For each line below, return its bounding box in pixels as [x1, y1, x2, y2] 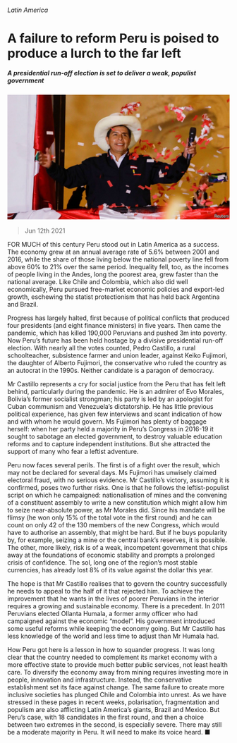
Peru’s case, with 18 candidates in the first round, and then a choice [7, 713, 205, 722]
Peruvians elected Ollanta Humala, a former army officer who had [7, 610, 198, 618]
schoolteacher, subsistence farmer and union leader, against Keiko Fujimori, [7, 351, 228, 360]
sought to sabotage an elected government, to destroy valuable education [7, 432, 223, 441]
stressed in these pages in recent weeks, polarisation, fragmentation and [7, 698, 219, 706]
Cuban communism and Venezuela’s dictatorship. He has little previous [7, 403, 214, 411]
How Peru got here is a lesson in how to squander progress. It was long [7, 646, 215, 654]
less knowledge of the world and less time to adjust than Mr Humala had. [7, 632, 219, 641]
